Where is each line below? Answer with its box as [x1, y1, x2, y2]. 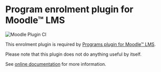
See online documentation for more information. [5, 61, 106, 67]
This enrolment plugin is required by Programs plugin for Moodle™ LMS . [5, 41, 156, 47]
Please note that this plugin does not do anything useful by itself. [5, 51, 142, 57]
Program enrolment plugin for [5, 4, 134, 15]
